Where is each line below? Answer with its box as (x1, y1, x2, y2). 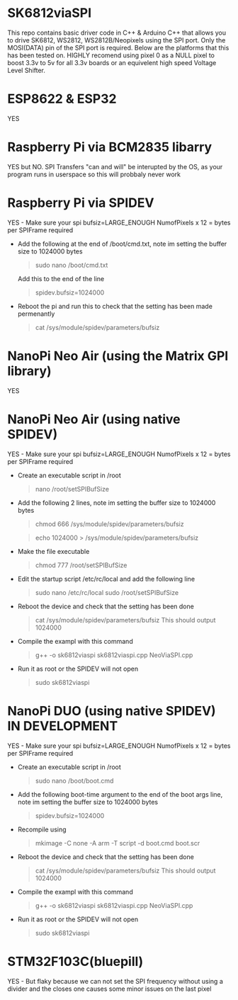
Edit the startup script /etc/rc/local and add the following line (17, 574, 195, 583)
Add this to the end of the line (17, 274, 105, 283)
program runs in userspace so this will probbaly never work (7, 170, 181, 178)
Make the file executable (17, 547, 90, 555)
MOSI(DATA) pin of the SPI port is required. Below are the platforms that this (7, 43, 229, 52)
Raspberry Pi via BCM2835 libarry (7, 140, 212, 155)
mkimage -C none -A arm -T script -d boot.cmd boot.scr (35, 839, 200, 847)
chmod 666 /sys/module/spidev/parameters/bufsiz (35, 519, 184, 528)
